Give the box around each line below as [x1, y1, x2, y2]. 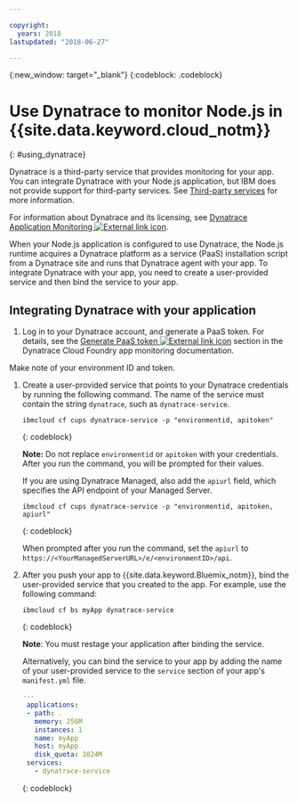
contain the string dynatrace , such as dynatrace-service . [21, 398, 230, 410]
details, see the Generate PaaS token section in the [21, 336, 283, 347]
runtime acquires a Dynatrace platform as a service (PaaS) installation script [9, 249, 288, 259]
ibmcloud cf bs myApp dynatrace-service [21, 606, 174, 615]
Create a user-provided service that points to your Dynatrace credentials [21, 380, 289, 390]
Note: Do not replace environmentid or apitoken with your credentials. [21, 449, 278, 460]
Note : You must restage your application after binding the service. [21, 639, 265, 650]
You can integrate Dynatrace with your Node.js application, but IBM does [9, 176, 277, 187]
